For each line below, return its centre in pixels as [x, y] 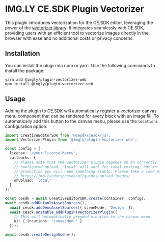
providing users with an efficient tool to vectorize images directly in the [77, 33]
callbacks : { [23, 158]
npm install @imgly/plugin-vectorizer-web [49, 84]
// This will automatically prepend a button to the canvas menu [82, 217]
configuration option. [26, 126]
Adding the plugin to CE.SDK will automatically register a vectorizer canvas [81, 111]
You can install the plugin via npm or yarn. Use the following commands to [80, 65]
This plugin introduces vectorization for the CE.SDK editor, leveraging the [79, 23]
